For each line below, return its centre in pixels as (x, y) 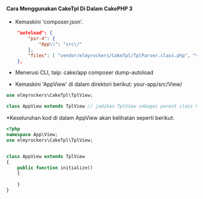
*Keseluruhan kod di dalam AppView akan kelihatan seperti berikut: (90, 118)
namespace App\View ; (32, 135)
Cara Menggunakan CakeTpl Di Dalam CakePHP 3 (69, 8)
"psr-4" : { (42, 39)
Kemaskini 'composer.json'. (49, 22)
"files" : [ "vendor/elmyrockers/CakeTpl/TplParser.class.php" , (109, 55)
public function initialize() (55, 168)
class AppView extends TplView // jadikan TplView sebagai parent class (100, 106)
